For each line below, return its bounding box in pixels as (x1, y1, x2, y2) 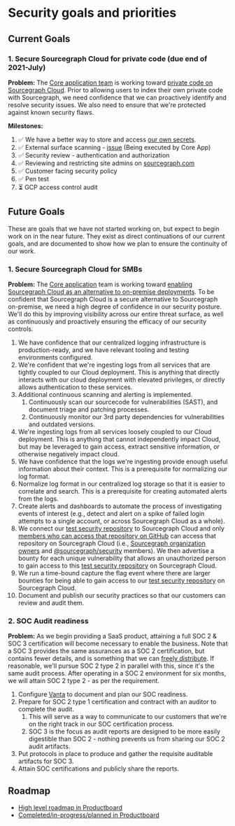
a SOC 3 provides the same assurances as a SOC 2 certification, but (8, 647, 205, 655)
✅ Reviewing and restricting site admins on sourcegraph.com (17, 159, 195, 167)
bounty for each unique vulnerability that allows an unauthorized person (17, 554, 226, 562)
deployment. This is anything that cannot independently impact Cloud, (17, 435, 221, 443)
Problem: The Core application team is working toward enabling (8, 280, 193, 288)
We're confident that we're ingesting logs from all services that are (17, 360, 211, 369)
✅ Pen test (17, 174, 50, 183)
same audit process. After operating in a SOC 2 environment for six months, (8, 669, 227, 678)
